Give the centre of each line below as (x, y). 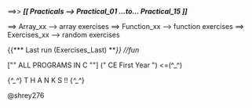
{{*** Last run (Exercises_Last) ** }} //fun (73, 50)
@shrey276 (26, 95)
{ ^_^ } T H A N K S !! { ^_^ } (46, 80)
